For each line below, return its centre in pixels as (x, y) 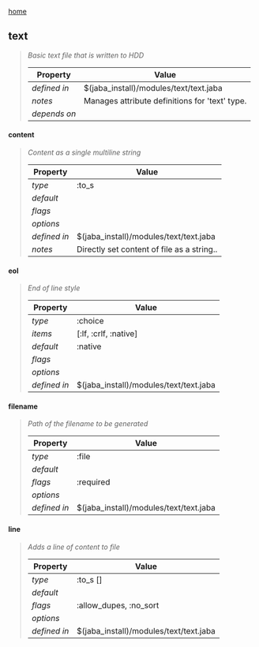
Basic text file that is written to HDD (86, 55)
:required (93, 482)
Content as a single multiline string (84, 152)
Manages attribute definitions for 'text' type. (165, 100)
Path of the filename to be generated (88, 424)
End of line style (54, 288)
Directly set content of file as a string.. (147, 249)
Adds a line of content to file (73, 547)
